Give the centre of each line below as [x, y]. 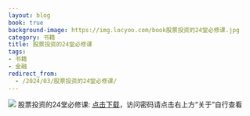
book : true [26, 23]
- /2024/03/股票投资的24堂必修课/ [66, 81]
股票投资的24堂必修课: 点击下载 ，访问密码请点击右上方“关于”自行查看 [130, 104]
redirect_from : [33, 74]
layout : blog [29, 15]
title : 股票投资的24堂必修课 [50, 45]
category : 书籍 [32, 37]
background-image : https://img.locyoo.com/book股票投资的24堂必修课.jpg [124, 30]
